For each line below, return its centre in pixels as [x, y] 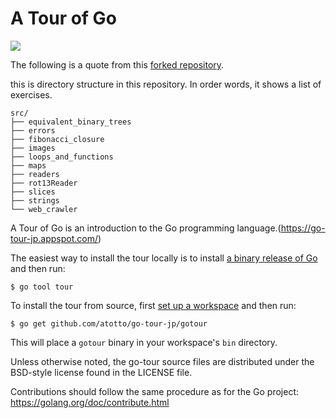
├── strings [35, 200]
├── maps [28, 165]
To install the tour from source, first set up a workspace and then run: [153, 305]
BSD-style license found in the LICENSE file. [101, 372]
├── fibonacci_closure [57, 139]
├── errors [33, 130]
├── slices [33, 192]
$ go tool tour [42, 287]
